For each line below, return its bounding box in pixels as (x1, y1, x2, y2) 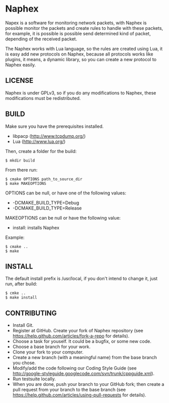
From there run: (5, 167, 38, 173)
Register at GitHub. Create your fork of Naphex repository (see (12, 328, 143, 334)
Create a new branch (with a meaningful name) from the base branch (12, 355, 157, 361)
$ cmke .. (5, 291, 26, 296)
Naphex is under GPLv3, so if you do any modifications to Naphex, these (5, 89, 156, 96)
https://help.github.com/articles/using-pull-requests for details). (12, 392, 147, 398)
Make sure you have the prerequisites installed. (5, 123, 104, 129)
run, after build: (5, 281, 37, 287)
